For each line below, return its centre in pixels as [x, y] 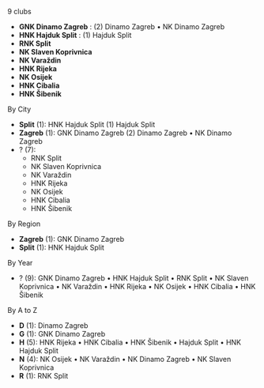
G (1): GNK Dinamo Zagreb [62, 334]
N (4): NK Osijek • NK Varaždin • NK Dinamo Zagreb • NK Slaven [125, 359]
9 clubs [20, 11]
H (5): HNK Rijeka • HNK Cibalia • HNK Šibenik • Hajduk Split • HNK [130, 342]
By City [19, 109]
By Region [24, 224]
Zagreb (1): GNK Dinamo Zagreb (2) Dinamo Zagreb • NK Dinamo [125, 133]
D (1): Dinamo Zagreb [53, 326]
